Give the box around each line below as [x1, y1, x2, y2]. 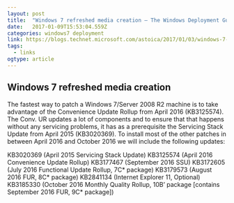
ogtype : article [7, 56, 54, 63]
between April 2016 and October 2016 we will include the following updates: [7, 137, 225, 145]
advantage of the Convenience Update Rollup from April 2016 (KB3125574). [7, 107, 224, 116]
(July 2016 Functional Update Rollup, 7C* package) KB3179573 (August [7, 165, 212, 174]
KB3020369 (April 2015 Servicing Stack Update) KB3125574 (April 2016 [7, 151, 213, 159]
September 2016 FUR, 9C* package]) [7, 188, 114, 196]
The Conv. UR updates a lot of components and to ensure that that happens [7, 114, 224, 123]
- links [13, 50, 36, 57]
